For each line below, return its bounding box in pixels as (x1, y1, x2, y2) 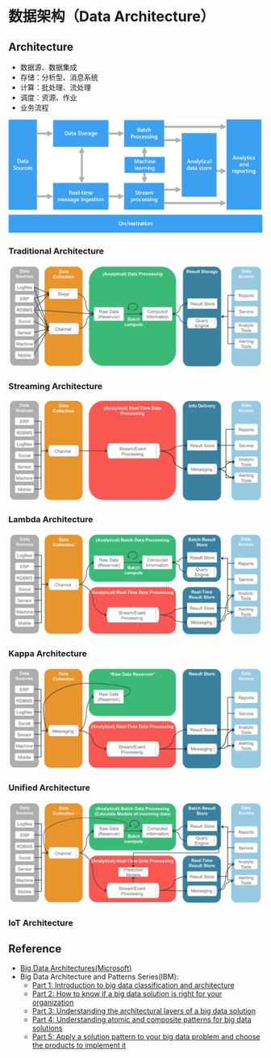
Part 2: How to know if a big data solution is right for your (31, 989, 223, 999)
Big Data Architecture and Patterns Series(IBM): (19, 972, 179, 981)
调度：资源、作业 (19, 93, 77, 102)
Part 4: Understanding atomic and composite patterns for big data (31, 1014, 252, 1025)
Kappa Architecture (8, 648, 87, 659)
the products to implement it (31, 1040, 127, 1050)
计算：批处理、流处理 (19, 82, 91, 92)
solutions (31, 1023, 63, 1033)
